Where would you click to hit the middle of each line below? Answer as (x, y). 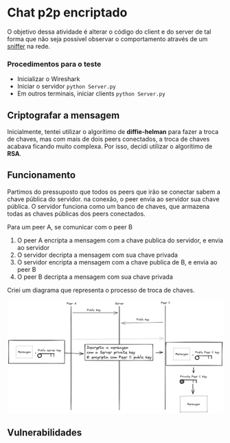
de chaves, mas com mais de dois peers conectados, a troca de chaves (108, 139)
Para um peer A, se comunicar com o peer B (70, 227)
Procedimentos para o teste (54, 64)
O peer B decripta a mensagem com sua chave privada (95, 277)
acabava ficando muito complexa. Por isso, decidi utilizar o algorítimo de (110, 146)
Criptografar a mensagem (64, 115)
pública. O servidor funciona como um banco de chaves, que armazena (108, 206)
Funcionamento (42, 175)
